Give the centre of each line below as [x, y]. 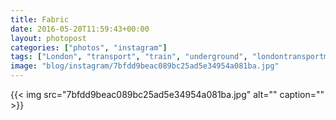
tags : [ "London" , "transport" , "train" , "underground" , [129, 57]
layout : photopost [48, 38]
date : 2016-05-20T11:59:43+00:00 [80, 29]
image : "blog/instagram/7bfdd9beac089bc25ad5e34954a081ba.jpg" [145, 66]
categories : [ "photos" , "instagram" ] [89, 47]
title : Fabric [40, 19]
